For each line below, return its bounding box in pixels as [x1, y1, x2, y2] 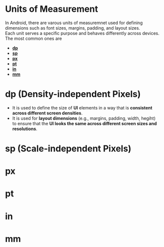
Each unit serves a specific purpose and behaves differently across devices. [5, 30, 160, 36]
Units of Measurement [5, 3, 98, 15]
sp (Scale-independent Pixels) [5, 143, 132, 154]
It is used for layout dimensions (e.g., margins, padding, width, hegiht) [12, 115, 156, 121]
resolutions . [12, 126, 38, 132]
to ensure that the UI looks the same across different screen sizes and [12, 120, 157, 126]
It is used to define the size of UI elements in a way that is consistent [12, 105, 153, 110]
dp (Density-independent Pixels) [5, 89, 141, 100]
